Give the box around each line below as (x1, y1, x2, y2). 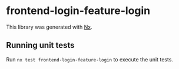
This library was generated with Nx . (6, 23, 92, 30)
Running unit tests (6, 40, 75, 50)
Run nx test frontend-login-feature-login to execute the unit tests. (6, 56, 174, 63)
